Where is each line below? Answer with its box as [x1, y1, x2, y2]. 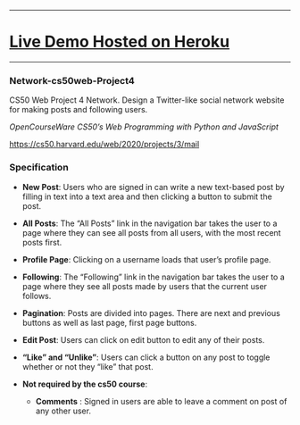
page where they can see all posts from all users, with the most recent [21, 227, 281, 237]
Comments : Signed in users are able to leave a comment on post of [35, 396, 287, 406]
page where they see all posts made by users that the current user [21, 280, 268, 291]
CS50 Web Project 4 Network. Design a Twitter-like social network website [9, 95, 285, 105]
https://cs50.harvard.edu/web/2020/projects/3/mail [9, 139, 200, 150]
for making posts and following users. [9, 104, 148, 115]
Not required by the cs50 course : [21, 379, 148, 389]
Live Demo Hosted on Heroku [9, 32, 230, 52]
